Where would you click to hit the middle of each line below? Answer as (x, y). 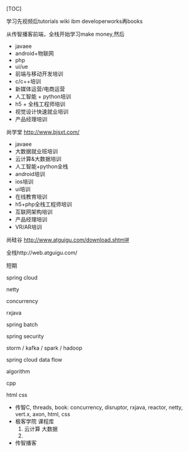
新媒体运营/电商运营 (40, 89)
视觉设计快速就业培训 (41, 112)
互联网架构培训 (34, 212)
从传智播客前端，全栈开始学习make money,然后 (65, 34)
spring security (25, 336)
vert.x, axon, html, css (43, 414)
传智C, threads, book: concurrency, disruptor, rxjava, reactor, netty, (99, 407)
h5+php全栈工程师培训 (44, 204)
